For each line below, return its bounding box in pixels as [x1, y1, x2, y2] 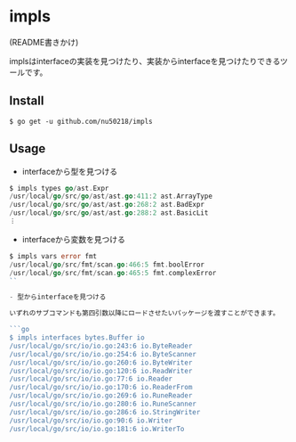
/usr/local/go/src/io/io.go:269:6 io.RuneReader [9, 391, 193, 400]
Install [9, 94, 44, 109]
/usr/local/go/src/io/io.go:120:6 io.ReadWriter [9, 366, 193, 375]
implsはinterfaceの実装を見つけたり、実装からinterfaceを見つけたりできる [9, 55, 281, 66]
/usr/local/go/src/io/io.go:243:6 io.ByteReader [9, 341, 193, 350]
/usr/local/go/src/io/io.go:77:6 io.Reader [9, 374, 173, 384]
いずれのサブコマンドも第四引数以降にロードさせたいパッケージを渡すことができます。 [9, 309, 280, 318]
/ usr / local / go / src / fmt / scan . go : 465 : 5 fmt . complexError [9, 268, 217, 277]
